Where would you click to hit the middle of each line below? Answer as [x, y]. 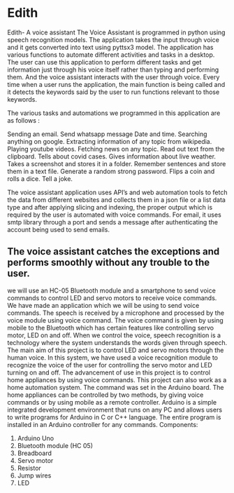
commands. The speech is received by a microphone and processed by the [116, 313]
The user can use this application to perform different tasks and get [104, 62]
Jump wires [34, 475]
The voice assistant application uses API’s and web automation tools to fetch [117, 192]
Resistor [29, 468]
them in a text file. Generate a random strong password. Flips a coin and [111, 171]
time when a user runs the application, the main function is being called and [116, 84]
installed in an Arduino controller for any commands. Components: [103, 424]
